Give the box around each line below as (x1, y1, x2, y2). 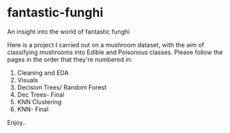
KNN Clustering (17, 97, 62, 106)
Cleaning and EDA (17, 69, 69, 77)
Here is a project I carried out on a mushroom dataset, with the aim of (7, 40, 205, 49)
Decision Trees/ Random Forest (17, 83, 107, 91)
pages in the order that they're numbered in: (7, 55, 133, 63)
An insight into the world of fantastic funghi (7, 27, 130, 36)
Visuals (17, 75, 39, 84)
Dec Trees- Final (17, 90, 65, 99)
